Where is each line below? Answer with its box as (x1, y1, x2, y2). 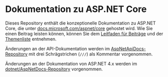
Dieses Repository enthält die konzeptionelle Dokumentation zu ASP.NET (5, 20, 156, 26)
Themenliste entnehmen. (5, 36, 57, 42)
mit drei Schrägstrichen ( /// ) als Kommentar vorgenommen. (28, 51, 153, 57)
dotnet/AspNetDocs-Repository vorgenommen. (5, 66, 103, 72)
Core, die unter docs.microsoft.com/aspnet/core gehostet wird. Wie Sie (5, 25, 153, 31)
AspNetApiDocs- (111, 45, 146, 51)
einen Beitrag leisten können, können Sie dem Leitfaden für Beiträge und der (5, 30, 163, 36)
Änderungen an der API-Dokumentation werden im (5, 45, 110, 51)
